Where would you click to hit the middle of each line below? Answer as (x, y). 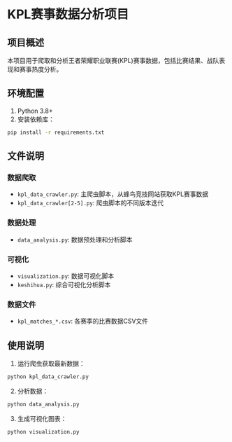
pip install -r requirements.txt (56, 132)
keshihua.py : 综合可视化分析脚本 (64, 284)
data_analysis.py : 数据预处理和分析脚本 (75, 240)
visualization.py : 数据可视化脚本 (66, 276)
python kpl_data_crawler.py (48, 377)
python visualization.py (43, 431)
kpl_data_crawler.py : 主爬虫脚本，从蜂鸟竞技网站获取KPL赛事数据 (113, 194)
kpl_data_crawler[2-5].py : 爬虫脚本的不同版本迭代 (90, 203)
